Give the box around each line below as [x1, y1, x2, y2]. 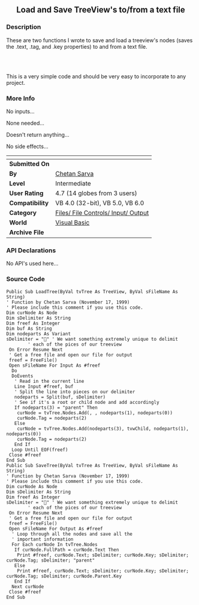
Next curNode [11, 583, 44, 589]
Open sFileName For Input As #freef [8, 362, 101, 368]
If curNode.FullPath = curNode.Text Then [14, 547, 119, 553]
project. [6, 79, 26, 86]
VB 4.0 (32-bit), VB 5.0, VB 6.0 [55, 199, 144, 207]
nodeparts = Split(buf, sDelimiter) [14, 394, 106, 400]
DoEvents [11, 373, 34, 379]
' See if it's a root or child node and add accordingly [14, 399, 160, 405]
